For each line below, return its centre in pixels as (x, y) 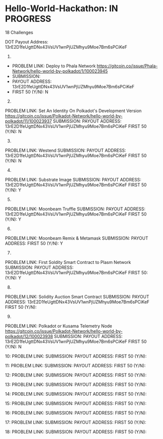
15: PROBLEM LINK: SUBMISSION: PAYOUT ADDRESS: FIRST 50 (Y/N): (76, 403)
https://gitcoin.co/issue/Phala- (127, 66)
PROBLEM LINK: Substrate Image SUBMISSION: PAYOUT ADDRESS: (73, 180)
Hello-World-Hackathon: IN (62, 9)
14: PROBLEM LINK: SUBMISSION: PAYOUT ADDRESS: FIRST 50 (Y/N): (76, 394)
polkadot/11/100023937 (28, 121)
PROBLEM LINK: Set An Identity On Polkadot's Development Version (73, 111)
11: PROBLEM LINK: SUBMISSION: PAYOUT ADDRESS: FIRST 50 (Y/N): (75, 365)
